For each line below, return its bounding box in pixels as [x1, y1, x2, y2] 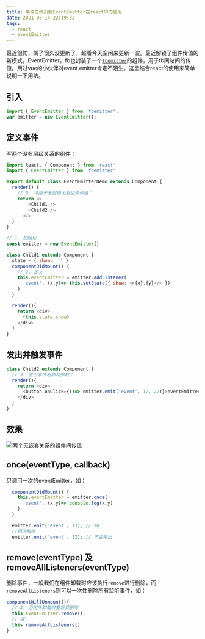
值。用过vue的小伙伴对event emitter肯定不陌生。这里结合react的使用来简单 [6, 65, 195, 72]
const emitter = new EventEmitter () [6, 241, 99, 247]
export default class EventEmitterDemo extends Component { [6, 178, 163, 185]
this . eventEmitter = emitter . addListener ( [17, 274, 127, 281]
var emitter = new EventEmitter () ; [6, 114, 97, 120]
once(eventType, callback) [6, 459, 111, 470]
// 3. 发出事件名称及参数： [12, 371, 74, 378]
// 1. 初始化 [6, 235, 37, 241]
